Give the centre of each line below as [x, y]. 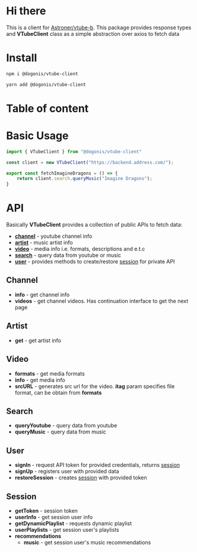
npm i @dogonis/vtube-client [42, 74]
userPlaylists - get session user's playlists [67, 529]
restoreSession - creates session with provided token [81, 477]
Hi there [26, 11]
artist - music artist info [44, 243]
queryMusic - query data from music [61, 432]
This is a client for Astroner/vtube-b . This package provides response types [99, 27]
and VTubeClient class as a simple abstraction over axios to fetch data [93, 33]
